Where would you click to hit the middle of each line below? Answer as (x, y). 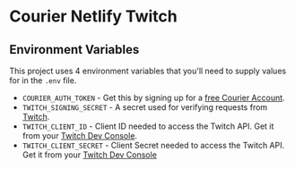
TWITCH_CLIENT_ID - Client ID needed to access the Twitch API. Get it (148, 126)
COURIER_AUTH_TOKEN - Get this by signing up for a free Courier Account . (153, 97)
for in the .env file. (43, 80)
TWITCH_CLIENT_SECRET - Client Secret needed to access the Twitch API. (153, 145)
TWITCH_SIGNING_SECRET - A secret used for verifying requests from (145, 107)
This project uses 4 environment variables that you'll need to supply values (148, 71)
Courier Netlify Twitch (93, 17)
